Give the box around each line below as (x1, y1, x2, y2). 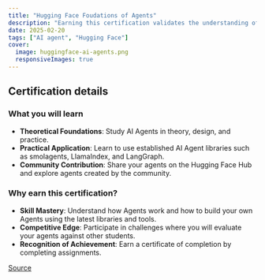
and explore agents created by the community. (19, 168, 172, 177)
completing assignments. (19, 248, 102, 257)
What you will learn (8, 108, 84, 119)
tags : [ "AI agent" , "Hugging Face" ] (8, 33, 129, 42)
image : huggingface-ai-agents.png (15, 48, 129, 56)
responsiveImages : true (15, 56, 93, 64)
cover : (8, 41, 30, 49)
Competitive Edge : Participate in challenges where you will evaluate (19, 222, 242, 232)
